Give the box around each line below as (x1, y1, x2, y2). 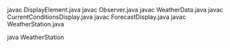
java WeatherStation (7, 33, 65, 41)
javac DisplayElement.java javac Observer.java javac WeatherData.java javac (7, 6, 224, 14)
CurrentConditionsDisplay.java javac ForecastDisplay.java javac (7, 13, 187, 21)
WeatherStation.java (7, 20, 65, 28)
